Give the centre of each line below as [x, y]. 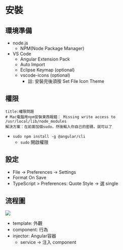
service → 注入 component [48, 242]
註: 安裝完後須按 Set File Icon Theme [66, 81]
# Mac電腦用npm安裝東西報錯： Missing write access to [60, 117]
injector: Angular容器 [34, 236]
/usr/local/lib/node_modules [36, 121]
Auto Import [33, 64]
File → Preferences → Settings [44, 172]
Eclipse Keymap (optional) [47, 70]
